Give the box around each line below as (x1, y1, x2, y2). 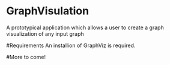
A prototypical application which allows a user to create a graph (6, 24, 164, 31)
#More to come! (6, 53, 46, 60)
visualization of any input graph (6, 30, 84, 37)
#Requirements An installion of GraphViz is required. (6, 42, 136, 49)
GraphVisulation (6, 4, 89, 18)
